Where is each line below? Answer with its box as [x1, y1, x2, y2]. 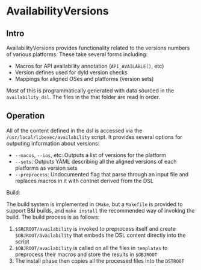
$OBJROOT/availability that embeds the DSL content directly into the [14, 231, 186, 239]
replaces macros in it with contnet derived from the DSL [14, 177, 154, 184]
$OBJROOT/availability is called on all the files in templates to [14, 244, 168, 251]
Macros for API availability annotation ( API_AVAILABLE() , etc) [14, 62, 164, 69]
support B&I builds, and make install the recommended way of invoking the [6, 207, 195, 214]
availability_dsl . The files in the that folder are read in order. [6, 94, 161, 100]
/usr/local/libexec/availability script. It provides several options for [6, 133, 182, 140]
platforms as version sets [14, 164, 78, 172]
